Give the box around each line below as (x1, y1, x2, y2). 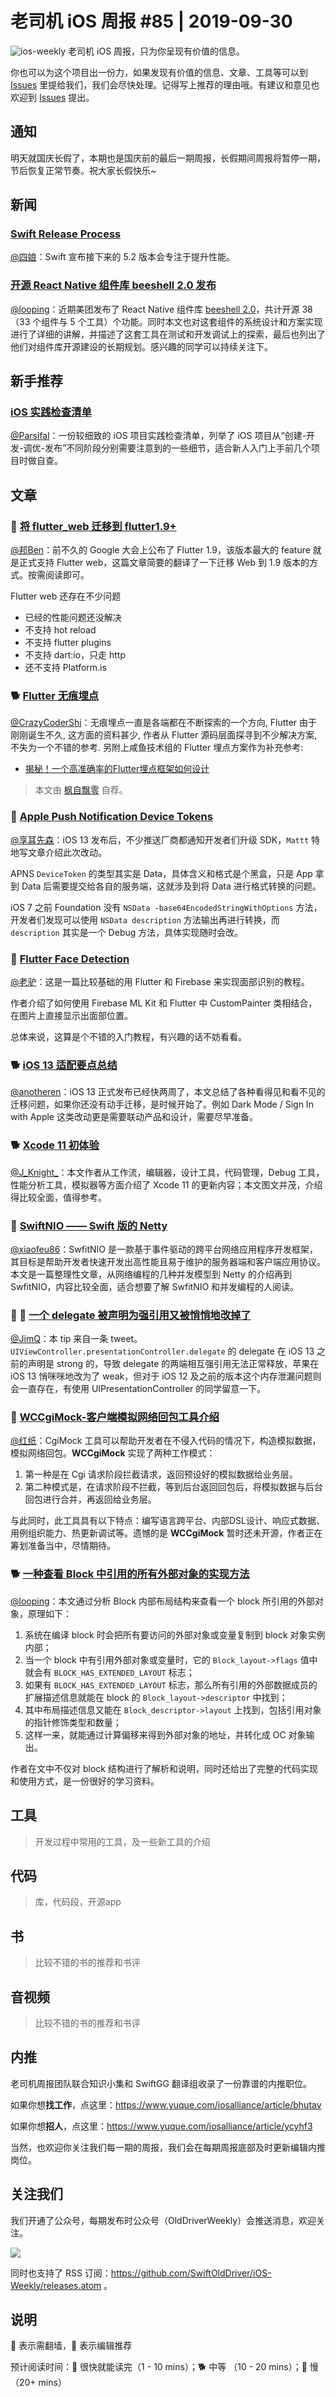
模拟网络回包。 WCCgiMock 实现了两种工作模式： (10, 1447, 216, 1459)
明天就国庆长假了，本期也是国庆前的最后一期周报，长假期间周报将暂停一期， (10, 152, 326, 164)
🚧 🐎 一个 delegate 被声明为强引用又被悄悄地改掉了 (10, 1308, 252, 1322)
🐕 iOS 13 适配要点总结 (10, 1058, 118, 1072)
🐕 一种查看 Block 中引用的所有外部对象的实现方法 (10, 1567, 250, 1581)
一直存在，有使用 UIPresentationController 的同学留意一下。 (18, 1383, 267, 1395)
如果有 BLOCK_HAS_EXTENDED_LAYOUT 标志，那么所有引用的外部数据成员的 (24, 1678, 318, 1691)
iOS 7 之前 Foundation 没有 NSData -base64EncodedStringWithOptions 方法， (10, 901, 323, 913)
